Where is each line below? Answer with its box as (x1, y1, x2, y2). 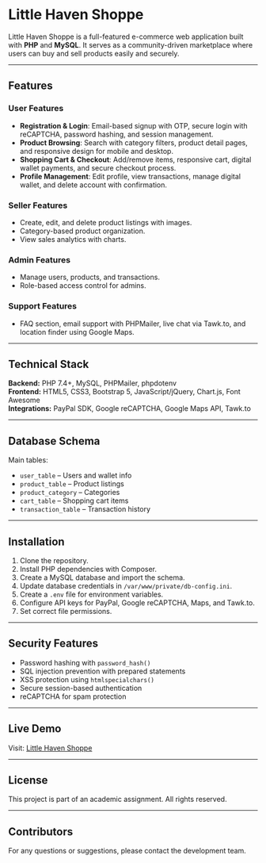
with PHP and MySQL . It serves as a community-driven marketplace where (8, 40, 253, 49)
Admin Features (8, 254, 71, 265)
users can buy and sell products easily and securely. (8, 48, 180, 58)
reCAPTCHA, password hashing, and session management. (19, 129, 214, 139)
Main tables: (8, 455, 49, 465)
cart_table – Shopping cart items (19, 496, 129, 505)
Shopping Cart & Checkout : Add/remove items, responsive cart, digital (19, 155, 252, 164)
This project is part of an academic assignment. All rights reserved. (8, 795, 227, 804)
